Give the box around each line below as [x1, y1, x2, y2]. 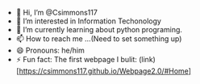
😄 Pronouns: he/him [15, 45, 85, 55]
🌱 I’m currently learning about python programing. [15, 25, 183, 34]
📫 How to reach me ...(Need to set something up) [15, 34, 182, 44]
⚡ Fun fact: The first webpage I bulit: [15, 55, 137, 64]
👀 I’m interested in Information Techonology [15, 16, 161, 26]
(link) [138, 55, 156, 64]
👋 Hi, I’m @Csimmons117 [15, 8, 98, 17]
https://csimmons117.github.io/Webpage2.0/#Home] [19, 66, 192, 76]
